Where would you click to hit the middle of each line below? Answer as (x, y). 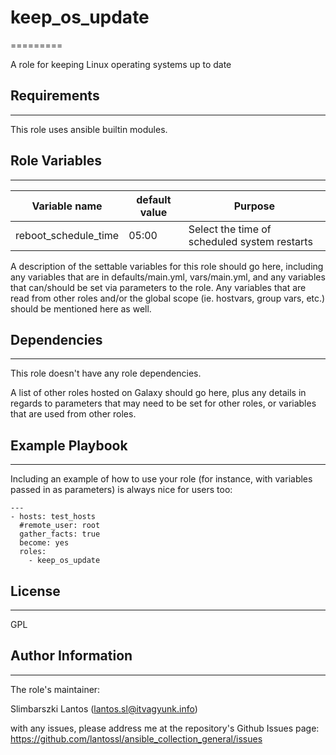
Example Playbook (69, 445)
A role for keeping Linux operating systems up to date (121, 64)
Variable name (67, 206)
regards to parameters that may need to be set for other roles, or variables (163, 403)
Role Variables (56, 161)
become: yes (44, 543)
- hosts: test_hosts (53, 517)
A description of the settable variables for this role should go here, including (167, 266)
